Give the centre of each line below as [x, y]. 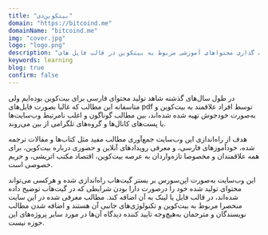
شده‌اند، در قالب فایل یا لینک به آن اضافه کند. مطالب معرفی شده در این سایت [124, 197]
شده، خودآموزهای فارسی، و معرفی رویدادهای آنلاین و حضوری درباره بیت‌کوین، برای [132, 147]
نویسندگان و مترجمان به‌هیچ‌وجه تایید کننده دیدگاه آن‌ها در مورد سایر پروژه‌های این [127, 213]
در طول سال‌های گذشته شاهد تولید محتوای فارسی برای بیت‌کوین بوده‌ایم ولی [122, 98]
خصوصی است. [31, 164]
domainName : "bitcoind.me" [53, 30]
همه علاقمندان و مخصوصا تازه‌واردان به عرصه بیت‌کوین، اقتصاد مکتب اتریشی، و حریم [134, 156]
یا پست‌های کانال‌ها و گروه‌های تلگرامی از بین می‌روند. [87, 123]
